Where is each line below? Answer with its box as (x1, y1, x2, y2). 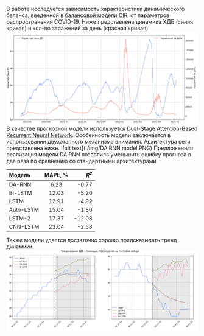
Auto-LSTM (9, 206, 40, 214)
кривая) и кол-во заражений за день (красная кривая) (6, 24, 149, 32)
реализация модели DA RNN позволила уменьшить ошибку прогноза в (6, 151, 192, 158)
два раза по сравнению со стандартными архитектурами (6, 158, 157, 165)
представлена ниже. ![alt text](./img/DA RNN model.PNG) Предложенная (6, 144, 194, 152)
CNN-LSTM (9, 223, 40, 230)
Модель (9, 171, 30, 178)
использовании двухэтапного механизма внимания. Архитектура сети (6, 138, 191, 145)
